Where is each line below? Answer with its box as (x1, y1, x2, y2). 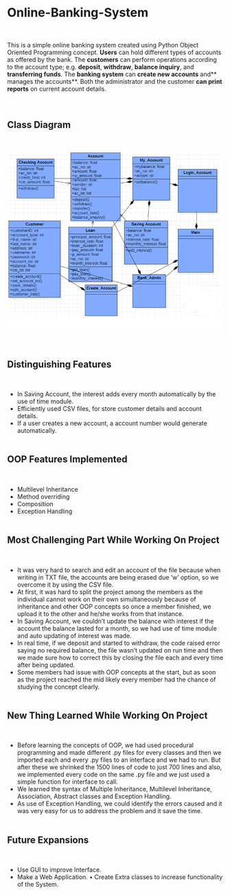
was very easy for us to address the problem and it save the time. (16, 807, 203, 815)
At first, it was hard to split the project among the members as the (16, 587, 203, 596)
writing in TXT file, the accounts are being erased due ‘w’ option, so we (16, 573, 219, 581)
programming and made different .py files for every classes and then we (16, 749, 222, 757)
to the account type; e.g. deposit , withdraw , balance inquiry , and (7, 63, 194, 71)
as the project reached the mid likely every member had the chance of (16, 675, 216, 683)
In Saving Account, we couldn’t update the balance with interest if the (16, 617, 214, 625)
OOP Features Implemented (7, 453, 128, 465)
